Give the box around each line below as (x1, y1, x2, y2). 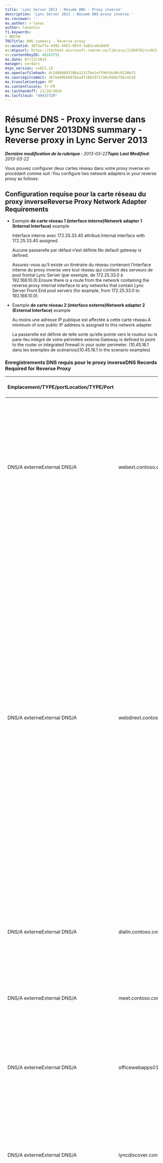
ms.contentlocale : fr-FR (5, 84, 55, 89)
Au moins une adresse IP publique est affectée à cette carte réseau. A (12, 317, 151, 323)
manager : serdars (5, 61, 40, 66)
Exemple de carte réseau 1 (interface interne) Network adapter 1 (12, 218, 142, 224)
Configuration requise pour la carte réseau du (5, 190, 147, 198)
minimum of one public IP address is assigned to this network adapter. (12, 322, 153, 327)
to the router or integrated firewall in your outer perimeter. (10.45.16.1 (12, 342, 149, 347)
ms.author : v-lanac (5, 20, 45, 26)
